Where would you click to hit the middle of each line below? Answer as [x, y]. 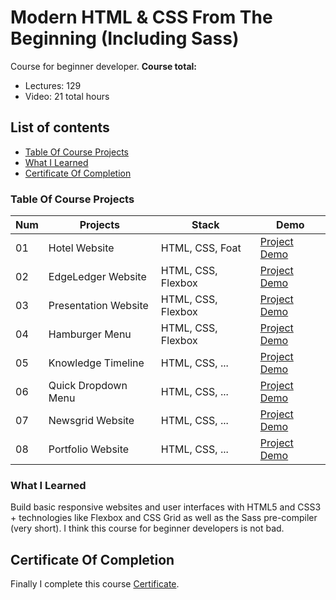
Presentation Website [98, 306]
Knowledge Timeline [96, 363]
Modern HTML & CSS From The [141, 17]
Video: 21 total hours [67, 96]
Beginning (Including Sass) [125, 38]
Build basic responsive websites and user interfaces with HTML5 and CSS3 [166, 507]
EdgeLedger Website [97, 277]
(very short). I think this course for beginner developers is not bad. [147, 528]
